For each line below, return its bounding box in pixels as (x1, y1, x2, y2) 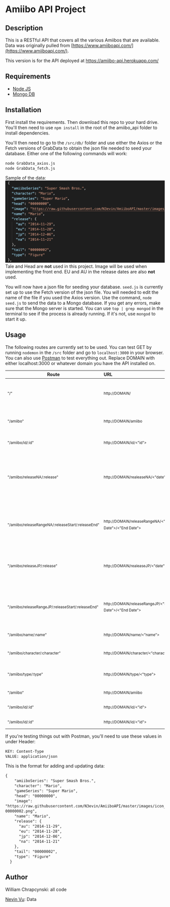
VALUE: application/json (5, 754, 58, 759)
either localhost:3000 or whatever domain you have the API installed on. (5, 360, 156, 366)
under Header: (5, 738, 36, 744)
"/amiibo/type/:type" (7, 672, 43, 677)
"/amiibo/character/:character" (7, 651, 61, 656)
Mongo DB (12, 91, 35, 97)
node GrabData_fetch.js (5, 166, 56, 171)
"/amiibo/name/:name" (7, 632, 47, 638)
